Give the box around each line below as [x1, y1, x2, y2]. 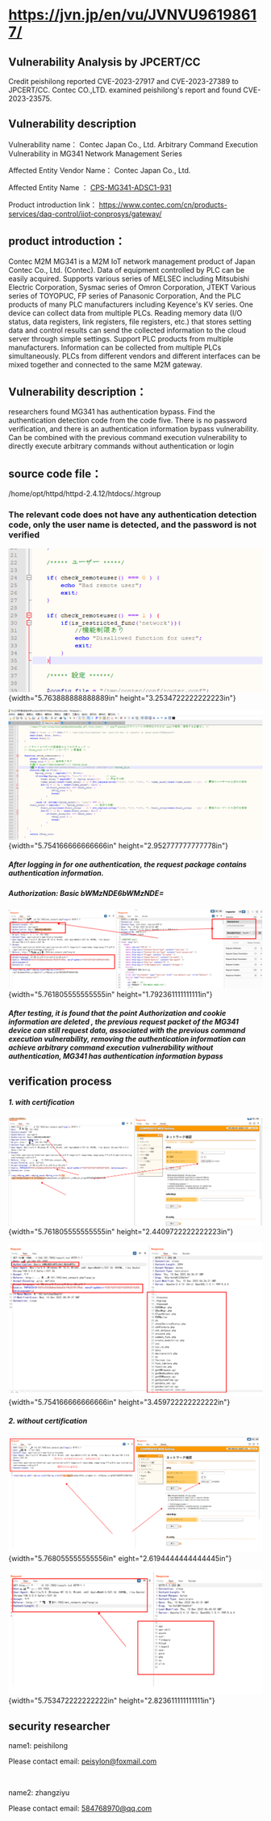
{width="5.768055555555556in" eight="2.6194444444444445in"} [8, 1554, 232, 1564]
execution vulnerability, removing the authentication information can [8, 1034, 246, 1043]
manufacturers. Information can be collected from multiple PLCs [8, 342, 222, 352]
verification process [8, 1075, 112, 1089]
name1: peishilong [8, 1741, 69, 1751]
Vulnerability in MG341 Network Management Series [8, 148, 183, 159]
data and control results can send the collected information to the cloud [8, 325, 247, 335]
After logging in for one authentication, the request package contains [8, 860, 248, 869]
